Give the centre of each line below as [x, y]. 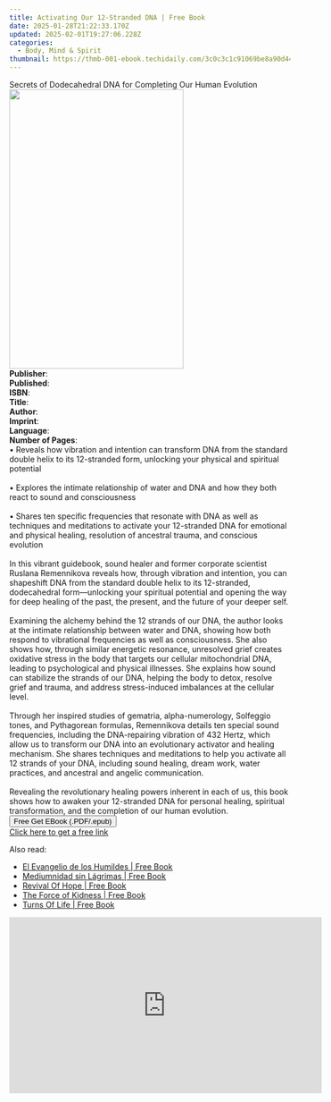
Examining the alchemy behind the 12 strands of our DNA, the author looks [146, 621]
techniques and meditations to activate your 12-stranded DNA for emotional [148, 526]
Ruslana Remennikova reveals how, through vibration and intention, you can [148, 573]
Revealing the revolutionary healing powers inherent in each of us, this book [149, 792]
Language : [29, 431]
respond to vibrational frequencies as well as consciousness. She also [138, 640]
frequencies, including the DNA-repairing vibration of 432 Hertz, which [140, 735]
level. [19, 697]
